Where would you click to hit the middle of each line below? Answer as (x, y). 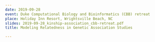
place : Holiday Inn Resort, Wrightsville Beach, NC (59, 19)
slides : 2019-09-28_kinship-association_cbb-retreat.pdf (65, 23)
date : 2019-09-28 (23, 10)
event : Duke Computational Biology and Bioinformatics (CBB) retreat (78, 14)
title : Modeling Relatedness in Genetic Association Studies (69, 28)
